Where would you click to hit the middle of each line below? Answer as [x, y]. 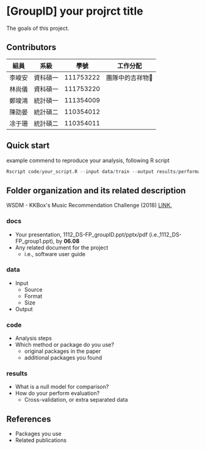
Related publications [41, 440]
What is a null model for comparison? [62, 387]
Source [33, 289]
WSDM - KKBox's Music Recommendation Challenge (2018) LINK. [89, 205]
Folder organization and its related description [96, 190]
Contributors [31, 47]
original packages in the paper [63, 351]
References [29, 419]
